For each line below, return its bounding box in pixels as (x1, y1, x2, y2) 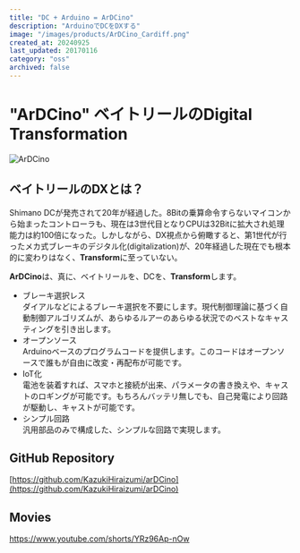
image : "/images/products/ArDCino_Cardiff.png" (9, 30, 191, 38)
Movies (9, 509, 52, 524)
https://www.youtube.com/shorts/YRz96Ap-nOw (9, 533, 190, 544)
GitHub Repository (9, 451, 115, 466)
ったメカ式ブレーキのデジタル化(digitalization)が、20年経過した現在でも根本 (9, 241, 291, 251)
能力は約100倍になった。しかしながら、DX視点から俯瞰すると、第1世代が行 (9, 229, 287, 240)
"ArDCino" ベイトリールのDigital (9, 105, 253, 125)
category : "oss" (9, 55, 70, 64)
